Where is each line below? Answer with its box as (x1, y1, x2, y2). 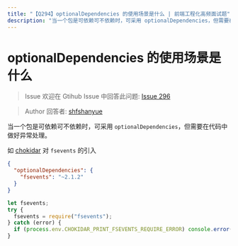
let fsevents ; (7, 199, 50, 206)
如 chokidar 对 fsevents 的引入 (7, 146, 97, 155)
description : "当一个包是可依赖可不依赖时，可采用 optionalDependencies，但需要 (7, 17, 229, 24)
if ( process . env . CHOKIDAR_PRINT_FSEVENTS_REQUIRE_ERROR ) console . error (13, 226, 230, 233)
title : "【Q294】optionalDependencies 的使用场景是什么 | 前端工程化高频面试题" (7, 10, 230, 18)
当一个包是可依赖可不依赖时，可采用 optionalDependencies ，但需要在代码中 (7, 122, 228, 131)
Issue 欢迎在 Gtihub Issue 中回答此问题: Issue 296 (24, 92, 171, 101)
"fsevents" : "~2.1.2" (20, 174, 84, 181)
